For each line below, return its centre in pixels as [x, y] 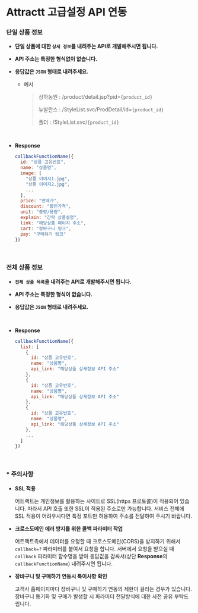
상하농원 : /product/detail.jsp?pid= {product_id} [95, 97]
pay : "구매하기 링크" [43, 234]
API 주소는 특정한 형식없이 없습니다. [56, 59]
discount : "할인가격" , [46, 207]
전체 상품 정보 [25, 267]
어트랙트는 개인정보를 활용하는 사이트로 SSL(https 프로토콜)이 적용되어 [97, 501]
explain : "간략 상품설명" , [50, 218]
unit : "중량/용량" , [42, 212]
